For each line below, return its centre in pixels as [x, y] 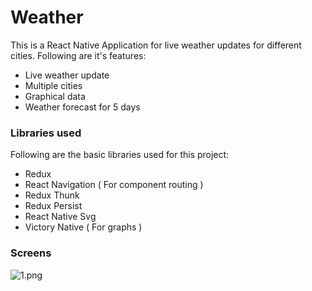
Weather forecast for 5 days [82, 107]
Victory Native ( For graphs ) [83, 227]
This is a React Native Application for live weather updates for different [156, 45]
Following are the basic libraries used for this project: [120, 155]
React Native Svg [60, 217]
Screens [31, 253]
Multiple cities [53, 85]
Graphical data [55, 96]
